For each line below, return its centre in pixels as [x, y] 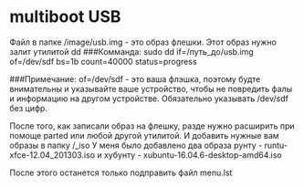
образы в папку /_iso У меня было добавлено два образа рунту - [136, 145]
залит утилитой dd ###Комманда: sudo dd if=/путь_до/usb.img [131, 51]
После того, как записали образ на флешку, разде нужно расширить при [152, 126]
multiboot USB [65, 17]
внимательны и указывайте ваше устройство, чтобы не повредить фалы [151, 88]
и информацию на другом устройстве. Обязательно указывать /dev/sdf [149, 99]
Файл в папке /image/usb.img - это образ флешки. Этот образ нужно [143, 42]
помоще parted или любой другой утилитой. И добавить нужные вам [145, 135]
